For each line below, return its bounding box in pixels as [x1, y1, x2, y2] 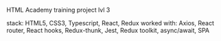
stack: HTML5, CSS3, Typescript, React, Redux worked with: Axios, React [6, 19, 214, 27]
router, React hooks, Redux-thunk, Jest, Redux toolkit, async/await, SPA [6, 27, 210, 34]
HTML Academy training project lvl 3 [6, 6, 110, 14]
